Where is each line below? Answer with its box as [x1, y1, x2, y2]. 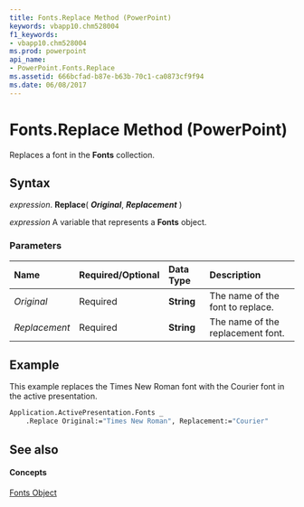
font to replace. [209, 300, 274, 313]
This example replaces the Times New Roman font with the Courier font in [9, 381, 285, 392]
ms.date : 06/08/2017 [9, 80, 88, 89]
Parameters [9, 239, 62, 252]
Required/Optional [79, 268, 160, 281]
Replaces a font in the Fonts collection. [9, 149, 156, 160]
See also [9, 442, 59, 457]
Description [209, 268, 261, 281]
